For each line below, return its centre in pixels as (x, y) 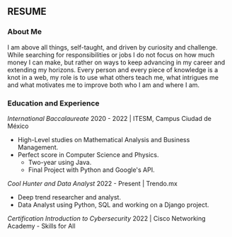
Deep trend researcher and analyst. (69, 197)
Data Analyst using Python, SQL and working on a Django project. (113, 204)
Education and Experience (54, 103)
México (18, 126)
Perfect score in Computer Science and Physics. (88, 154)
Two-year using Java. (60, 162)
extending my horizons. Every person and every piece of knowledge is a (113, 69)
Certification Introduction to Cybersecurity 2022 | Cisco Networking (107, 218)
